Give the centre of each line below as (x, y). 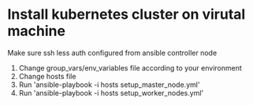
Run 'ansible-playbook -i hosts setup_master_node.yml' (109, 85)
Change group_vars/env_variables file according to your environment (130, 67)
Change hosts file (47, 76)
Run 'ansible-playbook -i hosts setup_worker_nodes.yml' (111, 92)
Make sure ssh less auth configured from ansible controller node (112, 52)
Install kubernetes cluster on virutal (126, 14)
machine (37, 31)
